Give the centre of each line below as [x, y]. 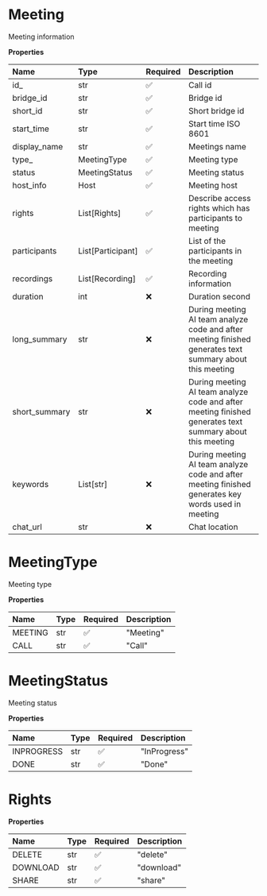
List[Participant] [108, 250]
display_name [38, 146]
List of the [207, 241]
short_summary [41, 411]
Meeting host [213, 185]
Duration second [219, 296]
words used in [215, 504]
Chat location [213, 527]
